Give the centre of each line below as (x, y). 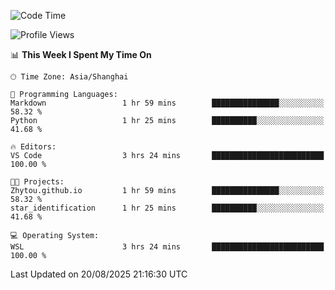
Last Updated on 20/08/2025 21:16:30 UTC (99, 274)
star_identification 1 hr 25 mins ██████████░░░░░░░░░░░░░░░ (167, 208)
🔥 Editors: (33, 147)
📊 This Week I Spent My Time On (81, 54)
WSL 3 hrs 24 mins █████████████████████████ (167, 247)
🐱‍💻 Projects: (37, 182)
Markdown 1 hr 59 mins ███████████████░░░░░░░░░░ (167, 103)
